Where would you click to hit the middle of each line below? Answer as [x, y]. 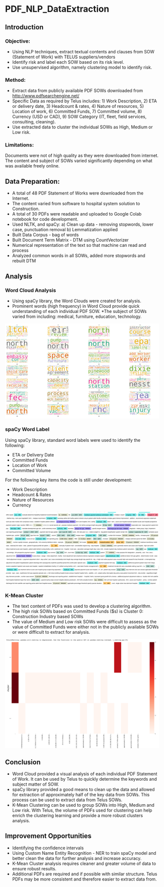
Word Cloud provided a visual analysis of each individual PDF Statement [85, 774]
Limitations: [20, 145]
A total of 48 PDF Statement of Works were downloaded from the [78, 193]
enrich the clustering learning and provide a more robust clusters [77, 815]
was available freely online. [32, 166]
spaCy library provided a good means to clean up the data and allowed [83, 789]
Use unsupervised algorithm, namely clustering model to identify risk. [82, 67]
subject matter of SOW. [36, 784]
